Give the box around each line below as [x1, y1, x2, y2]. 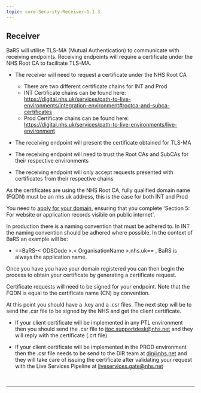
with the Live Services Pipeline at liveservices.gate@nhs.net [14, 362, 163, 370]
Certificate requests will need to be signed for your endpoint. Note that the [6, 283, 190, 290]
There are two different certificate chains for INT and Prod [23, 83, 167, 90]
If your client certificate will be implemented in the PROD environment [14, 343, 187, 351]
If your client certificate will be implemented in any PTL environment [14, 319, 184, 326]
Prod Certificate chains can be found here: [23, 115, 129, 122]
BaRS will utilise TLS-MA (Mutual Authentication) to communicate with [6, 47, 179, 54]
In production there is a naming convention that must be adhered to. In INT [6, 223, 190, 230]
